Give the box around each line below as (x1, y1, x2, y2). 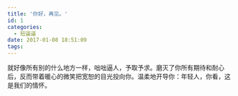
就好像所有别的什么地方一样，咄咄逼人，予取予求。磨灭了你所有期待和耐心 (7, 64, 225, 71)
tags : (7, 43, 23, 50)
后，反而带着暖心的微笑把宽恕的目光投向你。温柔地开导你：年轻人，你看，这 (7, 72, 231, 80)
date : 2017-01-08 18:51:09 (7, 37, 87, 44)
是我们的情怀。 (7, 81, 51, 89)
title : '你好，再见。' (7, 10, 68, 18)
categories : (7, 23, 42, 30)
